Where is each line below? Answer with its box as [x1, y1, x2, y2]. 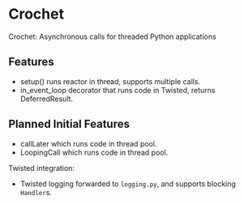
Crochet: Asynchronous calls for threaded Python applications [8, 32, 216, 41]
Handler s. [19, 187, 53, 197]
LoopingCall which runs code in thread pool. [19, 147, 169, 157]
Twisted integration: [8, 163, 75, 172]
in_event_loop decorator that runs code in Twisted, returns [19, 85, 216, 95]
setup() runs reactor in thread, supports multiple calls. [19, 76, 201, 86]
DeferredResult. [19, 94, 74, 104]
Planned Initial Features [8, 117, 130, 131]
